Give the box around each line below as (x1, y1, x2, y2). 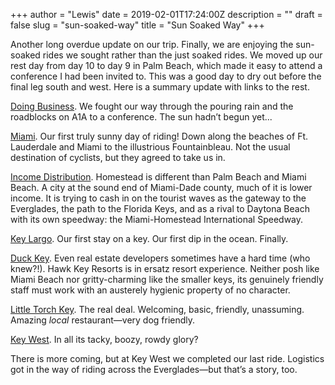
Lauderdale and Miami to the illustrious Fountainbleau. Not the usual (10, 141, 291, 153)
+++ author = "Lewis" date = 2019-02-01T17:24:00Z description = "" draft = (10, 9, 323, 20)
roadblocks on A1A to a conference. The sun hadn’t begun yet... (10, 111, 273, 123)
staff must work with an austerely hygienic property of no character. (10, 284, 291, 296)
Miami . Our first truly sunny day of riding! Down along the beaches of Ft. (10, 130, 309, 142)
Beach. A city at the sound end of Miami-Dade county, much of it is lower (10, 182, 313, 193)
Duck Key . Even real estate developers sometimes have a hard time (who (10, 252, 311, 264)
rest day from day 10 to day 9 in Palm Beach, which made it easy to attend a (10, 60, 323, 71)
